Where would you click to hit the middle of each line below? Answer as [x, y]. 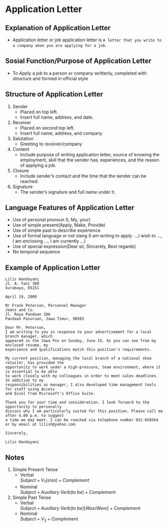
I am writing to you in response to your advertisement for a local [78, 332]
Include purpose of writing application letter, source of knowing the [90, 154]
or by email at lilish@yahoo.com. [41, 424]
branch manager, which [29, 336]
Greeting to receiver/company [51, 144]
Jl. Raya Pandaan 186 [28, 315]
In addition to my [24, 381]
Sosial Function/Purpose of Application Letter [78, 61]
